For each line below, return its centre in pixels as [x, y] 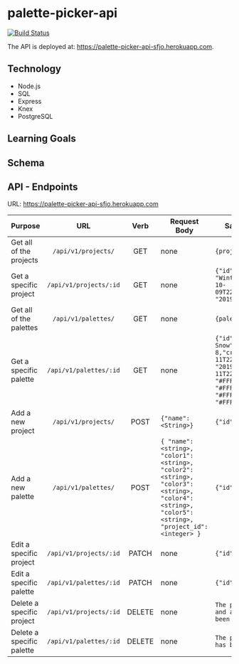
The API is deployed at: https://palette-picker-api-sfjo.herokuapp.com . [111, 46]
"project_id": [184, 527]
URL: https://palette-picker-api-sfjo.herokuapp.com [83, 204]
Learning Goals [42, 139]
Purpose [26, 226]
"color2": [177, 470]
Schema [26, 162]
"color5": [177, 513]
